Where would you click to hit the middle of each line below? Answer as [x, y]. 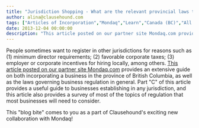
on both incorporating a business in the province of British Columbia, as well [99, 76]
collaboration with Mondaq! [39, 119]
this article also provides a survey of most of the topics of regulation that [95, 95]
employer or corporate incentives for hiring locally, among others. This [92, 63]
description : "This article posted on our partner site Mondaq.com [91, 34]
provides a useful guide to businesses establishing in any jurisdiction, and [96, 88]
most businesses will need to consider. [53, 101]
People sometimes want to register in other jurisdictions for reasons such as [99, 50]
